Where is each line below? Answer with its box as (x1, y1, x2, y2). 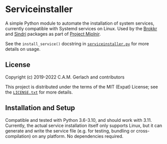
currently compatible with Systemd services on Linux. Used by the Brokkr (5, 25, 157, 31)
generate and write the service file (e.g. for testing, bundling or (5, 127, 135, 134)
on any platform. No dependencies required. (32, 133, 124, 139)
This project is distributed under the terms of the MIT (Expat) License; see (5, 84, 158, 90)
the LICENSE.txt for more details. (5, 89, 73, 95)
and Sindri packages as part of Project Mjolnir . (5, 31, 101, 37)
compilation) (5, 133, 31, 139)
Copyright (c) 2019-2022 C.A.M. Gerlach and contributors (5, 74, 125, 80)
